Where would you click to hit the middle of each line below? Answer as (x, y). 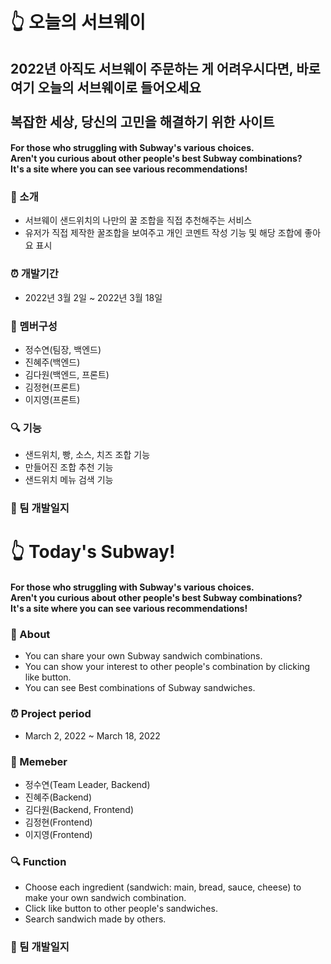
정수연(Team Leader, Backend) (87, 784)
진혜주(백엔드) (52, 362)
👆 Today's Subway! (93, 552)
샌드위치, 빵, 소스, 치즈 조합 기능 (87, 455)
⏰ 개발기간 (34, 274)
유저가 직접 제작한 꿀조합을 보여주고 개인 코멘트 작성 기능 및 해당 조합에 (163, 233)
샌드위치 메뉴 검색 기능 (69, 480)
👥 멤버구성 (34, 326)
